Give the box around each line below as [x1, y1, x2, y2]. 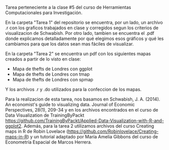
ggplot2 [5, 123, 22, 129]
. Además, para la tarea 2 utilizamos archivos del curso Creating [21, 123, 154, 129]
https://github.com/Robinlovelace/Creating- [68, 128, 159, 134]
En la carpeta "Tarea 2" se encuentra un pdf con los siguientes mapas [5, 51, 151, 57]
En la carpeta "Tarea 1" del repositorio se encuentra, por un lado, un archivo [5, 20, 163, 25]
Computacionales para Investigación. [5, 10, 83, 16]
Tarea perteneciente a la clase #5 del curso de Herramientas [5, 5, 131, 10]
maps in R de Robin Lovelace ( [5, 128, 68, 134]
